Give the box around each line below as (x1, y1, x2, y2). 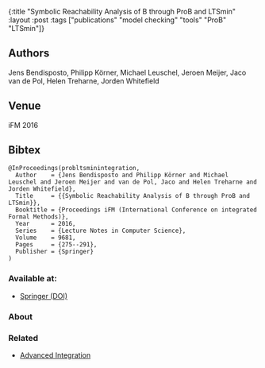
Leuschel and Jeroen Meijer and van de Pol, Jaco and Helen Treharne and (8, 178, 258, 186)
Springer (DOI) (19, 291, 68, 300)
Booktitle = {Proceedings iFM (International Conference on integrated (15, 206, 258, 214)
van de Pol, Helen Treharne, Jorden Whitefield (8, 76, 160, 86)
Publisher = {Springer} (15, 248, 94, 256)
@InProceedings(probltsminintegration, (8, 165, 140, 172)
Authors (8, 47, 50, 60)
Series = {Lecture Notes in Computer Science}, (15, 227, 186, 235)
